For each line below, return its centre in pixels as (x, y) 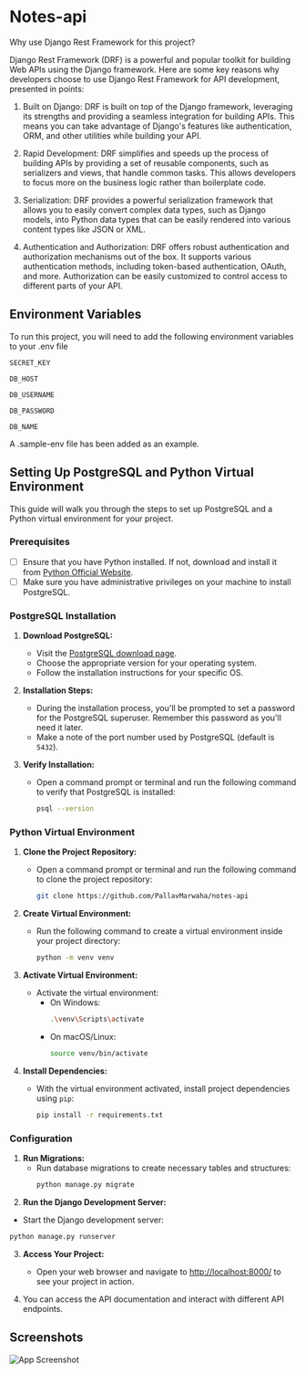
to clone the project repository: (94, 879)
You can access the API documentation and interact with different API (153, 1299)
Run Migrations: (53, 1159)
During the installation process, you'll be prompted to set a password (166, 708)
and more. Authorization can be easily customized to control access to (155, 276)
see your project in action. (85, 1281)
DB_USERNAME (32, 394)
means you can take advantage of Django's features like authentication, (157, 126)
